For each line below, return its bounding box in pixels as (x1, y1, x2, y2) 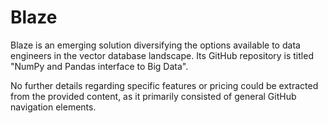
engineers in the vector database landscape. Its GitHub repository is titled (10, 49, 314, 61)
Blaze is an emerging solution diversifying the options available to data (10, 39, 301, 51)
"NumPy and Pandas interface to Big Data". (10, 60, 189, 72)
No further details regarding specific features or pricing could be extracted (10, 79, 319, 91)
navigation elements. (10, 101, 97, 113)
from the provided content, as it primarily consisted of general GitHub (10, 90, 297, 102)
